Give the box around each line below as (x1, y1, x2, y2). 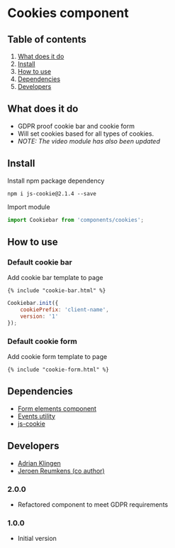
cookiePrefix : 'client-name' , (20, 306, 110, 313)
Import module (7, 203, 51, 211)
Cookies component (7, 5, 129, 21)
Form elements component (17, 404, 97, 413)
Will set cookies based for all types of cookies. (17, 129, 154, 138)
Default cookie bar (7, 257, 72, 267)
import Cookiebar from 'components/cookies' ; (7, 216, 144, 223)
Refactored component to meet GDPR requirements (17, 500, 169, 509)
